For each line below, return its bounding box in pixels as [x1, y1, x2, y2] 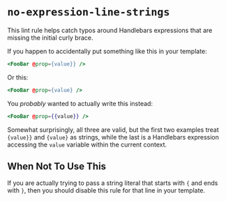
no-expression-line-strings [7, 6, 170, 19]
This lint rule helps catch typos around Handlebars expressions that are [7, 26, 213, 34]
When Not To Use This [7, 160, 107, 172]
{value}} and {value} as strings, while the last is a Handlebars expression [7, 133, 220, 141]
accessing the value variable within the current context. [7, 140, 167, 149]
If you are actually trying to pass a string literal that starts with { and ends [7, 179, 218, 187]
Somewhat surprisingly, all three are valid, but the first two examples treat [7, 125, 220, 134]
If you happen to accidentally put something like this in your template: [7, 47, 207, 55]
